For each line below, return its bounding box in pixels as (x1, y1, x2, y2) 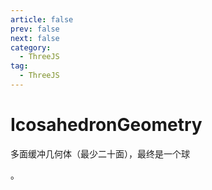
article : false (10, 14, 74, 25)
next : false (10, 33, 60, 43)
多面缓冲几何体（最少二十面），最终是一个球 (10, 147, 190, 160)
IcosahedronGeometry (10, 114, 203, 136)
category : (10, 42, 52, 53)
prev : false (10, 24, 60, 34)
